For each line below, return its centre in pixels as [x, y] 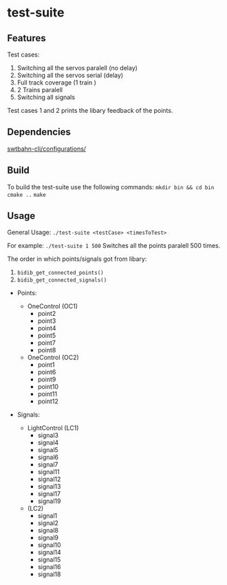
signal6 [48, 457]
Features [26, 38]
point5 [47, 336]
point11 [47, 394]
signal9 [48, 538]
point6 [47, 372]
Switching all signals [46, 97]
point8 [47, 350]
